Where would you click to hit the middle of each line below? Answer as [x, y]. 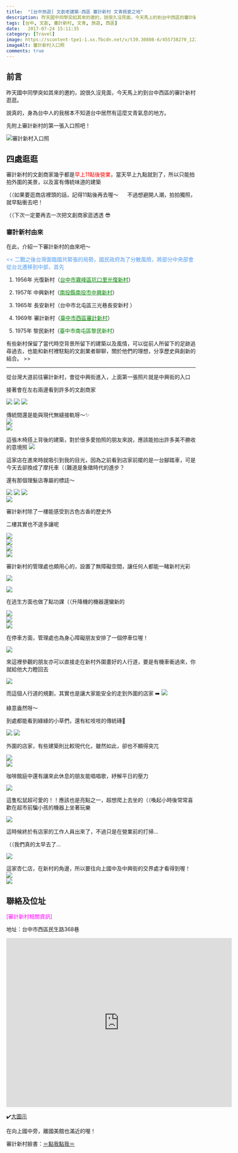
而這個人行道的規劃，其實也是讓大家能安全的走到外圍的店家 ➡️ [83, 693]
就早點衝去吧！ [25, 203]
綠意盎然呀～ [22, 708]
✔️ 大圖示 [17, 1116]
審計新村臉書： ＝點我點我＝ [41, 1144]
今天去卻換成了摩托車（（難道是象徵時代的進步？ [66, 467]
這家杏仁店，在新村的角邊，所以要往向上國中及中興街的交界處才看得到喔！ [98, 868]
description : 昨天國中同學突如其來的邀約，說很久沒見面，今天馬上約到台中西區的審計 [100, 17]
